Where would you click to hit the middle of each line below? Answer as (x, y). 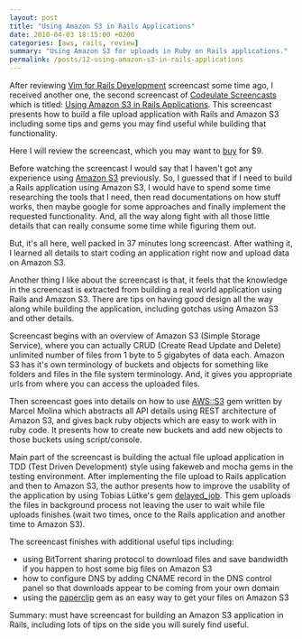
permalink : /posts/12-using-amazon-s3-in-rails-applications (127, 60)
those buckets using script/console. (76, 440)
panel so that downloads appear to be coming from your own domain (151, 588)
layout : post (34, 18)
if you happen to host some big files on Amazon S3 (117, 569)
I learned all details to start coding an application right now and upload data (150, 253)
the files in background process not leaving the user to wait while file (137, 505)
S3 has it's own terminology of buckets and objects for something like (139, 365)
